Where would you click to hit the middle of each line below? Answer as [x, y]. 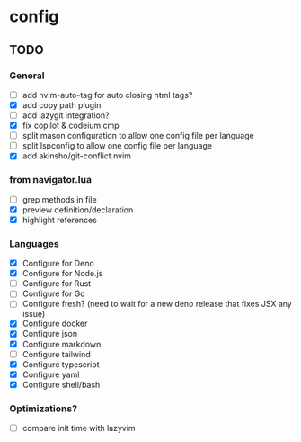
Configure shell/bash [61, 384]
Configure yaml [51, 374]
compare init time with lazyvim [79, 428]
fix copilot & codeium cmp [71, 126]
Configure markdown [62, 344]
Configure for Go [53, 293]
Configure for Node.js [62, 274]
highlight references [59, 220]
